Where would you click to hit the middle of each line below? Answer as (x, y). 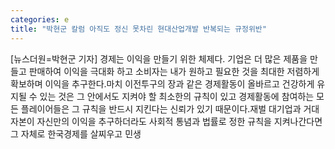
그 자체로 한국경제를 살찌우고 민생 (76, 133)
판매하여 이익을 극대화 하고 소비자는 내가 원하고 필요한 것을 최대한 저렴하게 (174, 71)
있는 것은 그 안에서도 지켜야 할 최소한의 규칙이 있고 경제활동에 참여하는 (177, 96)
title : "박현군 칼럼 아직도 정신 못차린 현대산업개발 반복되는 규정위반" (138, 29)
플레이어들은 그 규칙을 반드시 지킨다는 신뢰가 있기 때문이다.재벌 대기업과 (161, 108)
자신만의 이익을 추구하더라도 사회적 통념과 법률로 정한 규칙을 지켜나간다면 (179, 121)
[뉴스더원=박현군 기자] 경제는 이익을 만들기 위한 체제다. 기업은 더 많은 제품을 (159, 58)
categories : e (40, 19)
